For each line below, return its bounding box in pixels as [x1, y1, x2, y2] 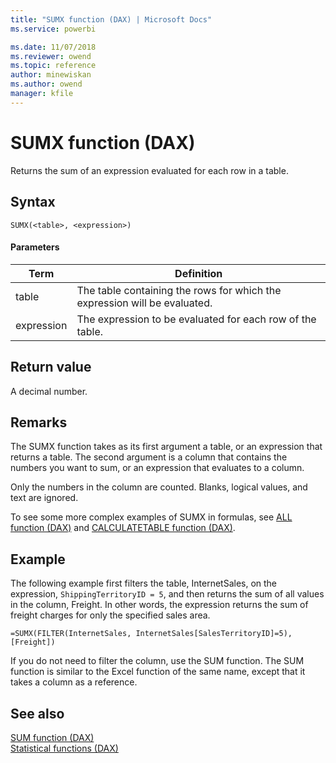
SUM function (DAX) [10, 731, 95, 743]
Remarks [10, 414, 68, 431]
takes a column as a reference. [10, 676, 138, 688]
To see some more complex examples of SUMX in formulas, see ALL [10, 511, 293, 523]
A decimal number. [10, 385, 88, 397]
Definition [174, 266, 223, 280]
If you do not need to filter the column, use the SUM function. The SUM [10, 655, 305, 667]
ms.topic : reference [10, 61, 97, 71]
